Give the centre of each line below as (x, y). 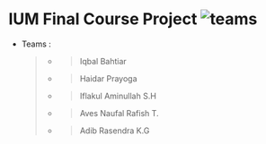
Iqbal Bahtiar (103, 61)
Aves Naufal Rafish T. (119, 113)
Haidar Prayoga (108, 78)
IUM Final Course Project (103, 19)
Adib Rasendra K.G (115, 131)
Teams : (36, 44)
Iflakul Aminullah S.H (118, 96)
